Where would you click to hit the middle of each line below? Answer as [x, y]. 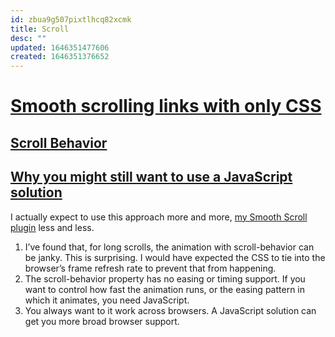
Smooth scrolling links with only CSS [166, 106]
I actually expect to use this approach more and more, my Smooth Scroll [159, 217]
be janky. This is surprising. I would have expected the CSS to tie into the [175, 257]
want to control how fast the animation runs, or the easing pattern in [165, 289]
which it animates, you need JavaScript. [107, 300]
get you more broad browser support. [102, 321]
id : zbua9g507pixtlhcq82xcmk [71, 19]
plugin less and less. [52, 227]
